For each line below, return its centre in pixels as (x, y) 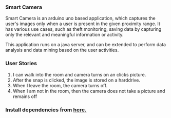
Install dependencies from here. (46, 110)
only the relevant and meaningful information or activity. (65, 35)
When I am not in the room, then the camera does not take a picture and (89, 91)
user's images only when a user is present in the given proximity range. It (83, 24)
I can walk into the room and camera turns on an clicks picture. (79, 74)
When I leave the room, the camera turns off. (60, 85)
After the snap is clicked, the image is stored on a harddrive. (76, 80)
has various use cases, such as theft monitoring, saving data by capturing (83, 29)
